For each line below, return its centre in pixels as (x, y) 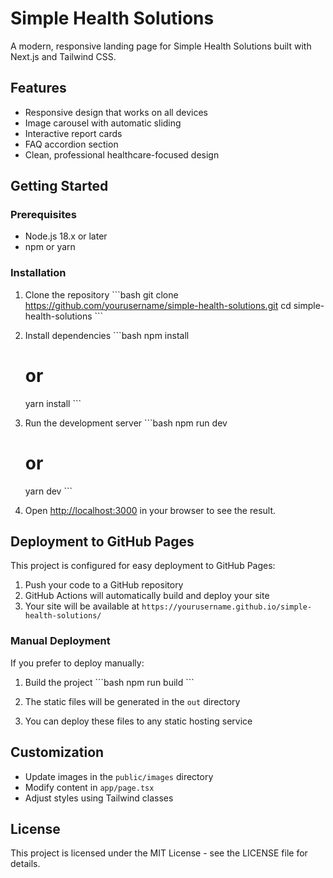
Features (38, 88)
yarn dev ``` (48, 491)
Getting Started (59, 186)
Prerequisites (43, 215)
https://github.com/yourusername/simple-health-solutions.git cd (158, 305)
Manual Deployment (60, 641)
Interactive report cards (73, 133)
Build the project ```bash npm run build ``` (109, 682)
